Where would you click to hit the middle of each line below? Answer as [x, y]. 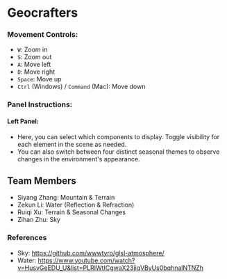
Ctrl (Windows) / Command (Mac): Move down [81, 87]
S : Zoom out [34, 57]
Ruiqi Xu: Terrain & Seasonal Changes [72, 212]
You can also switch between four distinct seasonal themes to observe [118, 152]
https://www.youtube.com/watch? [86, 260]
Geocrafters [43, 13]
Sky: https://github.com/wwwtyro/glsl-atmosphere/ [91, 253]
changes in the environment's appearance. [78, 159]
